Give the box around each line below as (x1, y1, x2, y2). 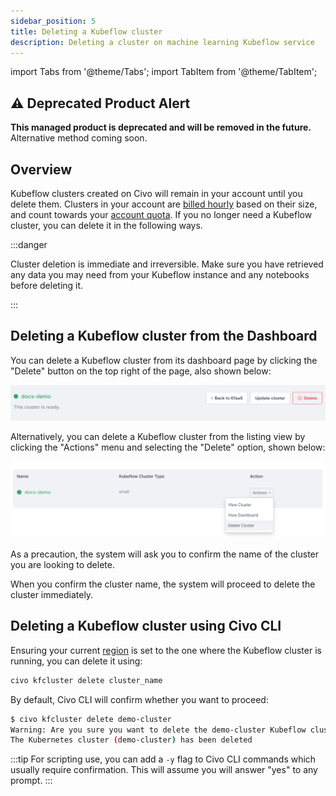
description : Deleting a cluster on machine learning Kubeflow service (10, 37, 315, 47)
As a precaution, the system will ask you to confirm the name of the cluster (10, 548, 320, 560)
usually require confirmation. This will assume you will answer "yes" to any (10, 764, 318, 776)
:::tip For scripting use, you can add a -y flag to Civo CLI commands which (10, 753, 317, 765)
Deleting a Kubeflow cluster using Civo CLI (10, 618, 282, 635)
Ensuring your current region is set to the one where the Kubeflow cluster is (10, 644, 322, 656)
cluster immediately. (10, 588, 94, 600)
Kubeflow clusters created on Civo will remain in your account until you (10, 188, 303, 199)
